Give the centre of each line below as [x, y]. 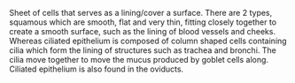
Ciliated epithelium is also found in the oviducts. [97, 69]
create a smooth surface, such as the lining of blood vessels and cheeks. [143, 31]
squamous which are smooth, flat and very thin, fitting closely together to [143, 22]
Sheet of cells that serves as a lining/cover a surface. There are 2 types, [141, 13]
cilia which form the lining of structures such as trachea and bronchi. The [143, 50]
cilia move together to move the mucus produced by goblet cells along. [139, 60]
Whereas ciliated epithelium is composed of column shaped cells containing [148, 41]
